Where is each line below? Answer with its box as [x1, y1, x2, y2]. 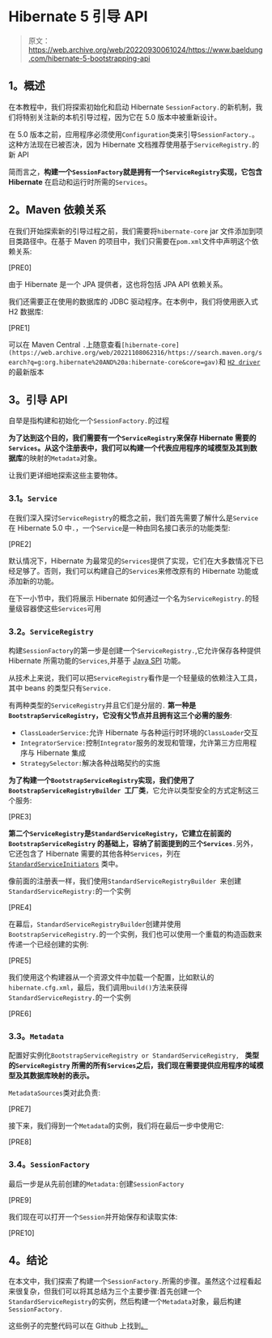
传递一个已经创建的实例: [8, 939, 89, 949]
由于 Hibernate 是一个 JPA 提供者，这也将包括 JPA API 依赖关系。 [8, 279, 227, 289]
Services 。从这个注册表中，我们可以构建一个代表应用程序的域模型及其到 [8, 443, 251, 453]
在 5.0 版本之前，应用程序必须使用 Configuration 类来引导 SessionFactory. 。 [8, 129, 259, 139]
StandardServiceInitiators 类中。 [8, 858, 123, 868]
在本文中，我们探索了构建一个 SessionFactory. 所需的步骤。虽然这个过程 [8, 1276, 248, 1286]
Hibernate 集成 [36, 747, 87, 758]
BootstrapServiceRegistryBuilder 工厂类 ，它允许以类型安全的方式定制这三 [8, 785, 260, 795]
